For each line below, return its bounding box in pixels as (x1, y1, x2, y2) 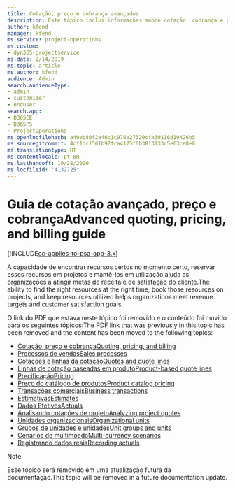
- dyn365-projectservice (7, 50, 80, 57)
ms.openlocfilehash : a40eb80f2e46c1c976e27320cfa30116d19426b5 (7, 134, 196, 141)
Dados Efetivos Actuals (17, 401, 83, 410)
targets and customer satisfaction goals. (7, 300, 124, 308)
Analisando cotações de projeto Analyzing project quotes (17, 408, 181, 417)
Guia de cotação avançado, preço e (7, 196, 217, 212)
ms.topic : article (7, 62, 61, 69)
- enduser (7, 101, 36, 108)
